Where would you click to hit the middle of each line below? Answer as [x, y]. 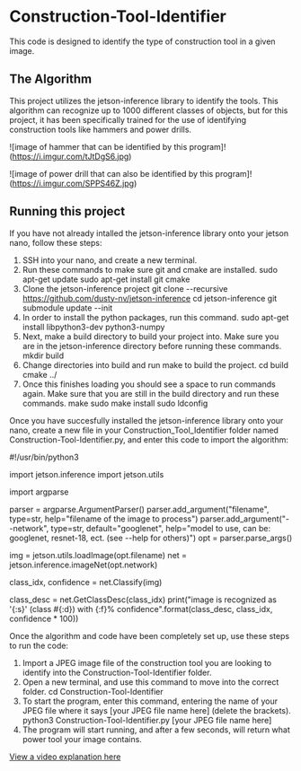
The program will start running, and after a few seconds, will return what [156, 730]
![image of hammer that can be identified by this [98, 146]
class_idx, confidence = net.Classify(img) [86, 582]
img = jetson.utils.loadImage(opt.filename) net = [98, 555]
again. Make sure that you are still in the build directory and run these [151, 393]
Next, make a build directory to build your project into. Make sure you [150, 336]
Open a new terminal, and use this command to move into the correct [150, 682]
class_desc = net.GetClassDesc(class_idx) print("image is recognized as [143, 600]
